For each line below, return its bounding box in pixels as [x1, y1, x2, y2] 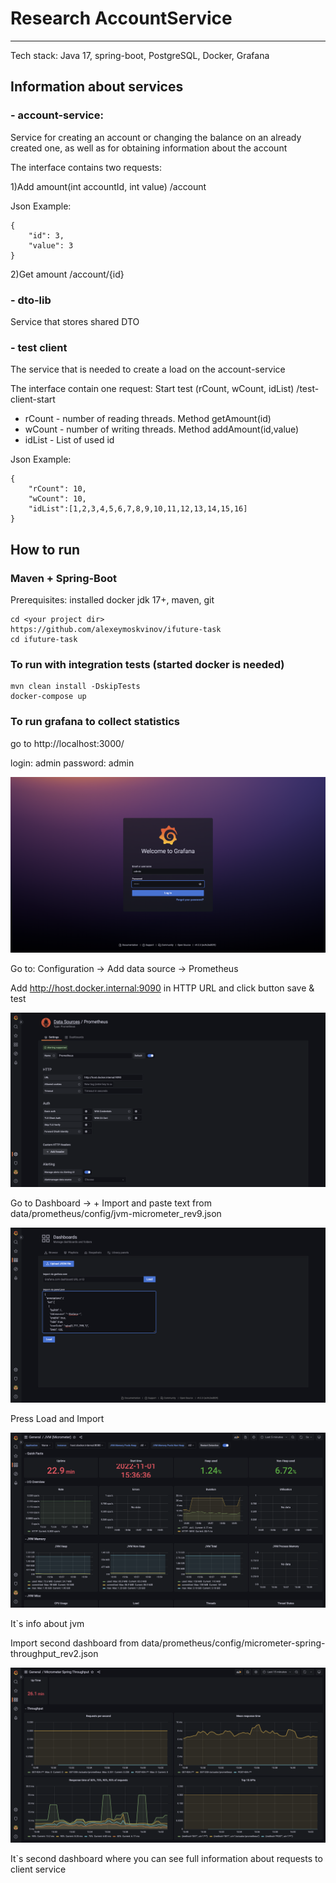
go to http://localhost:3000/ [10, 737, 125, 749]
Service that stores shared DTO [10, 315, 140, 327]
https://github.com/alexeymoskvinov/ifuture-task [10, 624, 222, 634]
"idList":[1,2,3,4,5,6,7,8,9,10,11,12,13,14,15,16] [28, 504, 248, 514]
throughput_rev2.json [10, 1648, 99, 1660]
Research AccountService [10, 7, 233, 30]
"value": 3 [28, 240, 74, 251]
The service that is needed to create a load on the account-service [10, 363, 286, 376]
